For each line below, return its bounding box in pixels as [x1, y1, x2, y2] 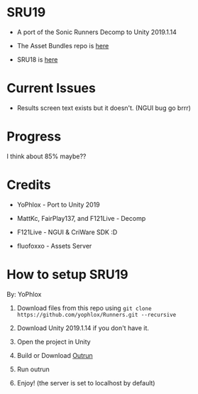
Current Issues [6, 80, 97, 97]
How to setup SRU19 [6, 266, 128, 283]
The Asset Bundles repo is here [16, 41, 109, 50]
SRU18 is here [16, 55, 58, 64]
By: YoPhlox [6, 290, 42, 298]
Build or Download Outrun [16, 351, 93, 359]
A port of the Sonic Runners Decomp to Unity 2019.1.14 [16, 28, 177, 36]
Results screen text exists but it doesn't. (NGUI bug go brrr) [16, 104, 191, 112]
